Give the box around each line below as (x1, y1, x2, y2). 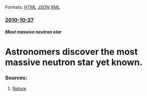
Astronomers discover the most (5, 46, 138, 57)
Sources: (5, 74, 28, 81)
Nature (12, 86, 27, 91)
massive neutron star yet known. (5, 56, 143, 68)
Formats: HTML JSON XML (5, 4, 60, 10)
